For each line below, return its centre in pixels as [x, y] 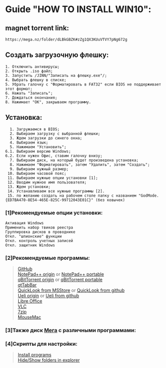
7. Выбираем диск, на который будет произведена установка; [74, 160]
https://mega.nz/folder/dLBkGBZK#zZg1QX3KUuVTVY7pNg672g [66, 39]
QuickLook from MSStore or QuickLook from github [71, 290]
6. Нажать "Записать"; [29, 93]
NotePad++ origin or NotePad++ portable [61, 274]
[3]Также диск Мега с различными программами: [71, 331]
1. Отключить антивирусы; [32, 67]
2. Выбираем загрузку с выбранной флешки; [55, 133]
